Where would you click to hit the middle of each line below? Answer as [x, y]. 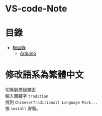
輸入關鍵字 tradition [27, 96]
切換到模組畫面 [20, 90]
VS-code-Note [36, 9]
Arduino [28, 53]
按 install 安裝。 [23, 109]
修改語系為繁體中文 [45, 75]
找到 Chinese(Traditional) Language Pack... [51, 102]
